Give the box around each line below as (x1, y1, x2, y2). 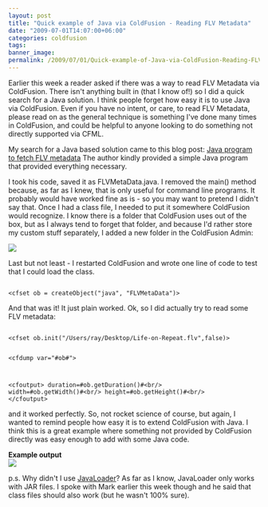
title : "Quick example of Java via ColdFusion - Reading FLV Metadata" (8, 19, 251, 27)
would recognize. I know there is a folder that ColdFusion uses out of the (8, 211, 247, 220)
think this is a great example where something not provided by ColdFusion (8, 426, 253, 435)
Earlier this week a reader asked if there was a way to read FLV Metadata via (8, 77, 260, 88)
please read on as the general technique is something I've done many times (8, 112, 257, 121)
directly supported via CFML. (8, 129, 104, 138)
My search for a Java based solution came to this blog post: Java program (8, 145, 253, 154)
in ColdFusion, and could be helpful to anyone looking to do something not (8, 121, 254, 130)
